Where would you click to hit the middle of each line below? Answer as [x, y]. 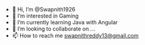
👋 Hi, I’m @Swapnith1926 [43, 9]
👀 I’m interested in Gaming [45, 16]
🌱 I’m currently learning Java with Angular [65, 22]
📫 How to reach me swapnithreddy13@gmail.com [75, 36]
